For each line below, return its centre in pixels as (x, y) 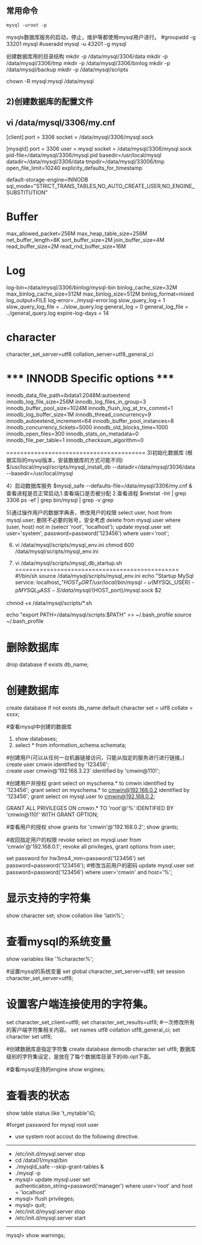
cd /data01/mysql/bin (41, 1160)
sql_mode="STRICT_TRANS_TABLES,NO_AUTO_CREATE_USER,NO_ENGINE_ (100, 186)
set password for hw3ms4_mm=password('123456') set (76, 858)
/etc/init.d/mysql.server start (50, 1218)
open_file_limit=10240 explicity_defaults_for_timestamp (74, 168)
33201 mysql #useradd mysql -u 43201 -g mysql (66, 43)
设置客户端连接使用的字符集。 (80, 1005)
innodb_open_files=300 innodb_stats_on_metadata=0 (73, 434)
